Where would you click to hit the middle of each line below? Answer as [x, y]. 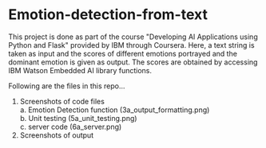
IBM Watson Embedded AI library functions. [80, 70]
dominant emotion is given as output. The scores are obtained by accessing [133, 62]
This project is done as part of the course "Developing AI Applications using [133, 37]
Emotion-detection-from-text [108, 15]
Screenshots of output [57, 135]
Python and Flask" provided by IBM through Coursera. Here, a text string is [131, 45]
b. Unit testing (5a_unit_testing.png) [78, 118]
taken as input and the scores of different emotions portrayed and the [123, 53]
